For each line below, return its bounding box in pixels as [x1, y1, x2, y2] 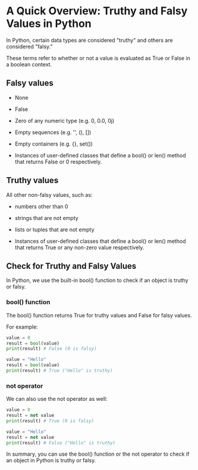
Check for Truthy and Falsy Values [6, 261, 137, 271]
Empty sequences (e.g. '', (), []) [14, 128, 92, 135]
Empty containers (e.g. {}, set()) [14, 140, 93, 147]
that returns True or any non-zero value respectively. [14, 243, 144, 251]
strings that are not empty [14, 214, 78, 221]
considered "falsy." [6, 43, 53, 50]
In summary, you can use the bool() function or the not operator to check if [6, 450, 190, 457]
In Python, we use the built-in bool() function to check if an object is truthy [6, 277, 188, 284]
